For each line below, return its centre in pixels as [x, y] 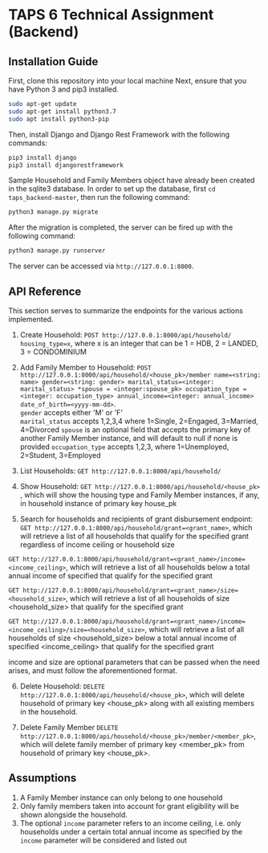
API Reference [45, 291]
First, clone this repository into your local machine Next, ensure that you [128, 81]
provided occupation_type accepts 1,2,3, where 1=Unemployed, [124, 447]
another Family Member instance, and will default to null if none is [129, 438]
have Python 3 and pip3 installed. [63, 89]
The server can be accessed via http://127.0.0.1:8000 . [101, 266]
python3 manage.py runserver [57, 251]
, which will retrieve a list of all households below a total [158, 567]
